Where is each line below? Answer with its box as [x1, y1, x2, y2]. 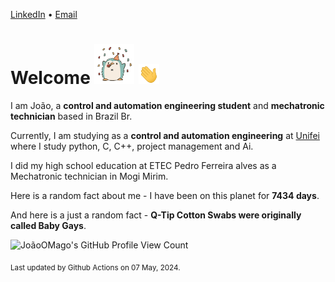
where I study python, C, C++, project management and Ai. [10, 140, 254, 152]
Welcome [10, 67, 91, 89]
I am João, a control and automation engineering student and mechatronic [10, 99, 325, 111]
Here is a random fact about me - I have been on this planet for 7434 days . [10, 189, 320, 201]
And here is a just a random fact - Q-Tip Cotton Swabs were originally [10, 209, 302, 221]
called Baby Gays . [10, 219, 87, 231]
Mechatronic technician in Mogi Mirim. [10, 170, 169, 182]
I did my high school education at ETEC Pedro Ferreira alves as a [10, 159, 277, 171]
